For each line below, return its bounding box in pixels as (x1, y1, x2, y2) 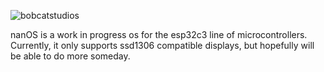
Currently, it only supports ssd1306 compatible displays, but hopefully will (10, 40, 315, 51)
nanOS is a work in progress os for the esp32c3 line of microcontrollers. (10, 29, 308, 40)
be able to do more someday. (10, 50, 131, 62)
